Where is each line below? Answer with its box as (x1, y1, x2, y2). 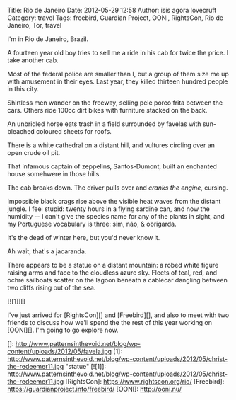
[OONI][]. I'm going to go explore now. (7, 326, 119, 334)
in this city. (7, 85, 39, 93)
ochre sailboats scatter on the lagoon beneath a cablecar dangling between (7, 276, 228, 284)
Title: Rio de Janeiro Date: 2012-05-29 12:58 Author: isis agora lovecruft (7, 6, 217, 14)
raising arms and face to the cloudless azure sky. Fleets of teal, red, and (7, 268, 218, 277)
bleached (7, 127, 35, 135)
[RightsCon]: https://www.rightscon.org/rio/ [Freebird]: (65, 377, 225, 385)
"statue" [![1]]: (65, 362, 107, 370)
